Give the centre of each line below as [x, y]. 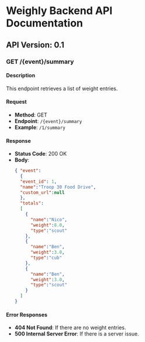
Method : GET [31, 115]
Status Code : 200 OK [41, 154]
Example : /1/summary [40, 127]
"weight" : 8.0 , [47, 225]
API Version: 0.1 [35, 45]
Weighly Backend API [59, 11]
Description [21, 76]
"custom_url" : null [42, 192]
